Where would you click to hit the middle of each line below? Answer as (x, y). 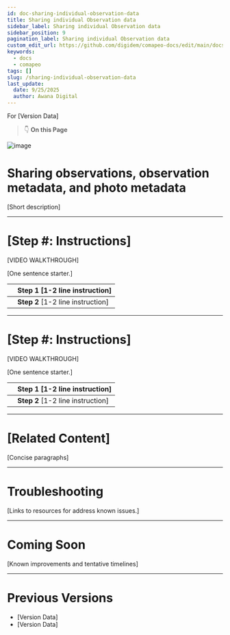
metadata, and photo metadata (97, 188)
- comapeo (27, 65)
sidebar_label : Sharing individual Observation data (84, 26)
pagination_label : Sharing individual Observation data (88, 39)
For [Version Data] (33, 116)
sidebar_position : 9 (37, 33)
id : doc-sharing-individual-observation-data (73, 13)
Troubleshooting (55, 491)
